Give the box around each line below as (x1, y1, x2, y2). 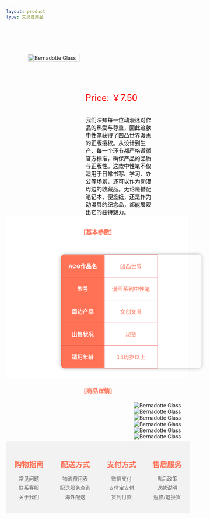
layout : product (6, 8, 45, 15)
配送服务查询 (60, 484, 91, 491)
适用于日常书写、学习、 (85, 170, 146, 177)
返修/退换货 (153, 493, 181, 500)
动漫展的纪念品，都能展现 (85, 200, 152, 208)
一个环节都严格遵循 (101, 147, 152, 155)
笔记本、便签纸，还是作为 (85, 193, 152, 201)
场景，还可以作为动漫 (96, 177, 152, 185)
